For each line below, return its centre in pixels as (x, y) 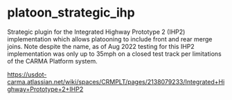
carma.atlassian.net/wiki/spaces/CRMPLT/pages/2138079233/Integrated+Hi (116, 81)
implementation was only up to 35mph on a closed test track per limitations (114, 54)
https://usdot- (27, 74)
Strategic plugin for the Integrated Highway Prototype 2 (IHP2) (96, 32)
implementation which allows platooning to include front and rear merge (110, 39)
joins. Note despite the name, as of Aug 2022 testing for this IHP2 (101, 46)
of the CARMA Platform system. (53, 61)
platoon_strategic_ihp (71, 13)
